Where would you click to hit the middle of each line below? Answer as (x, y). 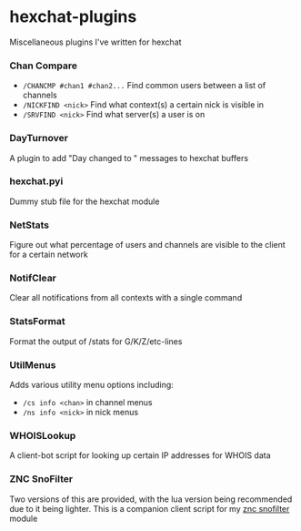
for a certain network (49, 255)
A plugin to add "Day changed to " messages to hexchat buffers (129, 158)
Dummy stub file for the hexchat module (85, 201)
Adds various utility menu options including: (92, 385)
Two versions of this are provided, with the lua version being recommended (151, 499)
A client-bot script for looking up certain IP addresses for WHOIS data (140, 455)
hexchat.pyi (36, 181)
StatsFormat (37, 322)
